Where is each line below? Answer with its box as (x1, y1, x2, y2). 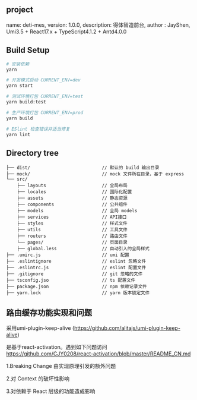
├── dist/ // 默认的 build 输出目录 (6, 165, 160, 171)
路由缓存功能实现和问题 (6, 307, 92, 317)
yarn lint (6, 131, 31, 137)
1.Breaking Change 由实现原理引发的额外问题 (6, 363, 116, 369)
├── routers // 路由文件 (17, 233, 128, 240)
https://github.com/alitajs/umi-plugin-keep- (74, 325, 181, 332)
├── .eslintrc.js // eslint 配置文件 (6, 264, 147, 271)
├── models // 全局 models (17, 208, 138, 214)
